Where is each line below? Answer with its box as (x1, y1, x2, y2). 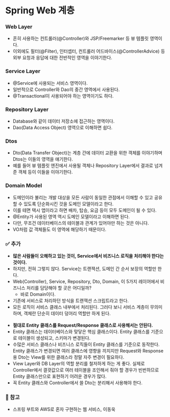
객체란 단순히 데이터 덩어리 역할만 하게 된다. (23, 310, 111, 316)
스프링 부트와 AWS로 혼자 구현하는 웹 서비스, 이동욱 (12, 406, 116, 412)
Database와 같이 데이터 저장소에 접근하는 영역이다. (12, 118, 115, 124)
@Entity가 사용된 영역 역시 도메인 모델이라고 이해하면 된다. (12, 213, 130, 220)
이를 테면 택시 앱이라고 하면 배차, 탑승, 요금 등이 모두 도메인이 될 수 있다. (12, 207, 157, 213)
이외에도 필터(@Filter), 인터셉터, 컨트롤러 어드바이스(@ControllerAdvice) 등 (12, 48, 165, 54)
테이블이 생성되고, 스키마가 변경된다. (18, 335, 91, 341)
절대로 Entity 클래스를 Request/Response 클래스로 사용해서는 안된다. (12, 322, 153, 328)
